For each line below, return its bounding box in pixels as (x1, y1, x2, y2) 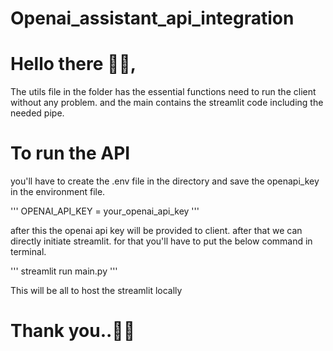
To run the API (10, 142, 131, 165)
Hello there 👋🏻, (10, 53, 137, 76)
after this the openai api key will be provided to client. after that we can (10, 225, 303, 237)
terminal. (10, 246, 47, 258)
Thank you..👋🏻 (10, 320, 136, 342)
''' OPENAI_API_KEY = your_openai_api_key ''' (10, 205, 200, 217)
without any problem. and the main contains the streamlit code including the (10, 97, 324, 109)
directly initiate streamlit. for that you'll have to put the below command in (10, 235, 313, 247)
